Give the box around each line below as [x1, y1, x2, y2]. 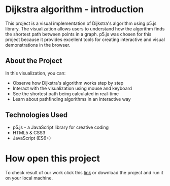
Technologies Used [5, 110, 67, 120]
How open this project [5, 153, 100, 164]
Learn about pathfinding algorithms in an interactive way [12, 96, 131, 102]
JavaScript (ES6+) [12, 135, 51, 141]
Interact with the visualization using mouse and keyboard [12, 85, 132, 91]
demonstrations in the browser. [5, 42, 71, 48]
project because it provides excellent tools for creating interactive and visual [5, 36, 165, 43]
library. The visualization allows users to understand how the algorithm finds [5, 25, 165, 31]
